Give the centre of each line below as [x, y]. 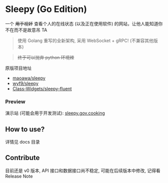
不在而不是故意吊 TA [26, 30]
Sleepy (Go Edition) [46, 9]
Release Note [19, 176]
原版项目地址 [18, 68]
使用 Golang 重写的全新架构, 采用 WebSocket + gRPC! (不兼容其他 [86, 40]
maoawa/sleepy [29, 78]
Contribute [23, 158]
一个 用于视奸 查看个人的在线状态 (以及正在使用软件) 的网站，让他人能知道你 [84, 23]
